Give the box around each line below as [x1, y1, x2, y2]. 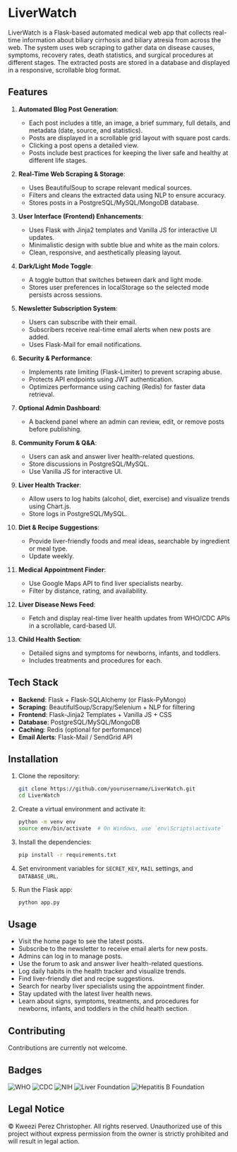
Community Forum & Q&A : [18, 439, 97, 447]
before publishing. [28, 424, 82, 433]
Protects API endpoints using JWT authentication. [28, 375, 174, 384]
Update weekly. [28, 551, 75, 560]
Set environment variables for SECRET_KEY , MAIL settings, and [18, 864, 193, 872]
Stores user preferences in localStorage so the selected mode [28, 283, 209, 291]
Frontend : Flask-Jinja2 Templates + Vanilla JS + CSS [18, 710, 172, 718]
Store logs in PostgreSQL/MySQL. [28, 509, 128, 517]
